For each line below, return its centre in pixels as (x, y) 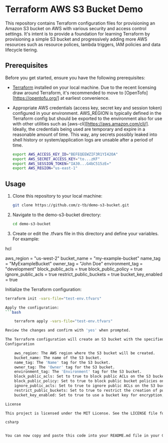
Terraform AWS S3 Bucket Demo (74, 9)
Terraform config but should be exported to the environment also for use (87, 118)
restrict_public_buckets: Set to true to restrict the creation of (86, 390)
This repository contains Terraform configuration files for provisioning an (80, 23)
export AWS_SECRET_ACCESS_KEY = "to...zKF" (56, 159)
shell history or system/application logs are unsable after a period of (83, 139)
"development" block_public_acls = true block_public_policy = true (74, 269)
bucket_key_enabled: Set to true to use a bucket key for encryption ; (89, 395)
